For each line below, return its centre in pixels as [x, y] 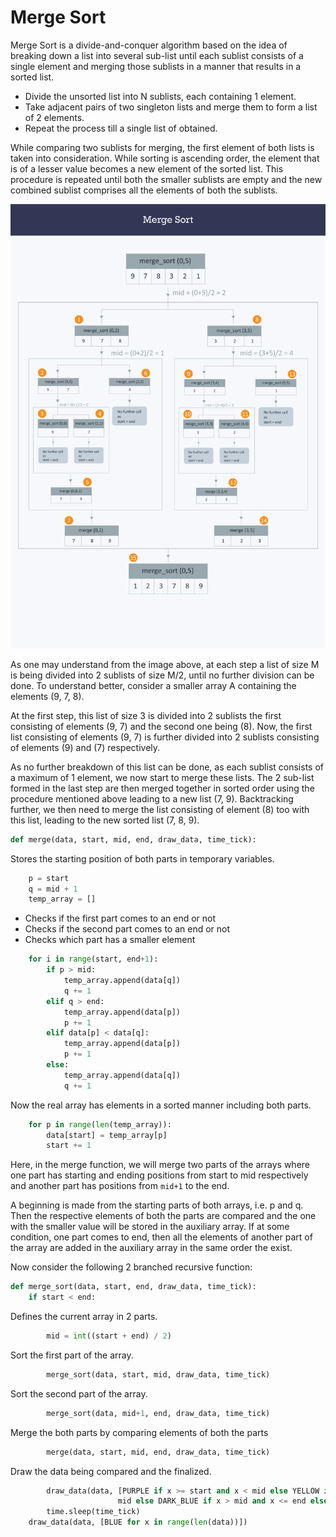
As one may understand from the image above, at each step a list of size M [165, 664]
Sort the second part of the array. [79, 1393]
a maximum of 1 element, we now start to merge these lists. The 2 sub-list [162, 777]
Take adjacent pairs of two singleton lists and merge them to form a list [171, 107]
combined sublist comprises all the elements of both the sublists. [144, 190]
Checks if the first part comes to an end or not [120, 918]
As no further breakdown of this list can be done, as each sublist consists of [167, 767]
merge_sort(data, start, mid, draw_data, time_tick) [158, 1374]
